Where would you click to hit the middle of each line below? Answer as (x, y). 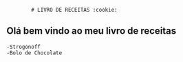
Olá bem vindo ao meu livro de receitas (91, 31)
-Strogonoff (23, 47)
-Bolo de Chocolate (34, 53)
